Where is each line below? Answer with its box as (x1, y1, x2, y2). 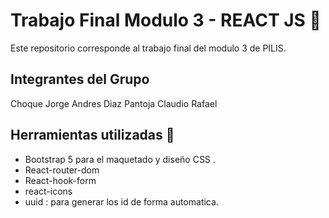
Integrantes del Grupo (10, 71, 150, 88)
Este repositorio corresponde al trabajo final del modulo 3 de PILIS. (10, 42, 287, 54)
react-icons (24, 185, 73, 197)
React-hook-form (24, 174, 97, 186)
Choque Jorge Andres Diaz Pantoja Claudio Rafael (10, 97, 218, 109)
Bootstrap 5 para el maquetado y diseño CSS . (24, 153, 216, 165)
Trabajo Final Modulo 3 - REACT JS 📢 (10, 9, 322, 32)
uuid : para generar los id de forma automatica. (24, 195, 219, 208)
